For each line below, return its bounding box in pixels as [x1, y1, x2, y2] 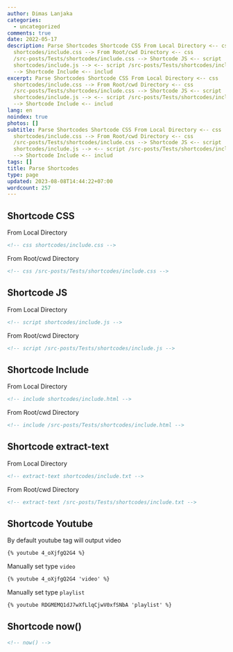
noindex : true [7, 113, 49, 120]
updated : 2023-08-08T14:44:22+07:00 [7, 178, 113, 185]
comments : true [7, 29, 51, 37]
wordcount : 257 [7, 185, 51, 191]
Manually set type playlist [7, 588, 85, 597]
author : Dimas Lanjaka [7, 10, 73, 17]
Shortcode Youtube [7, 517, 94, 529]
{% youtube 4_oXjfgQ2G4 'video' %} [7, 576, 110, 583]
